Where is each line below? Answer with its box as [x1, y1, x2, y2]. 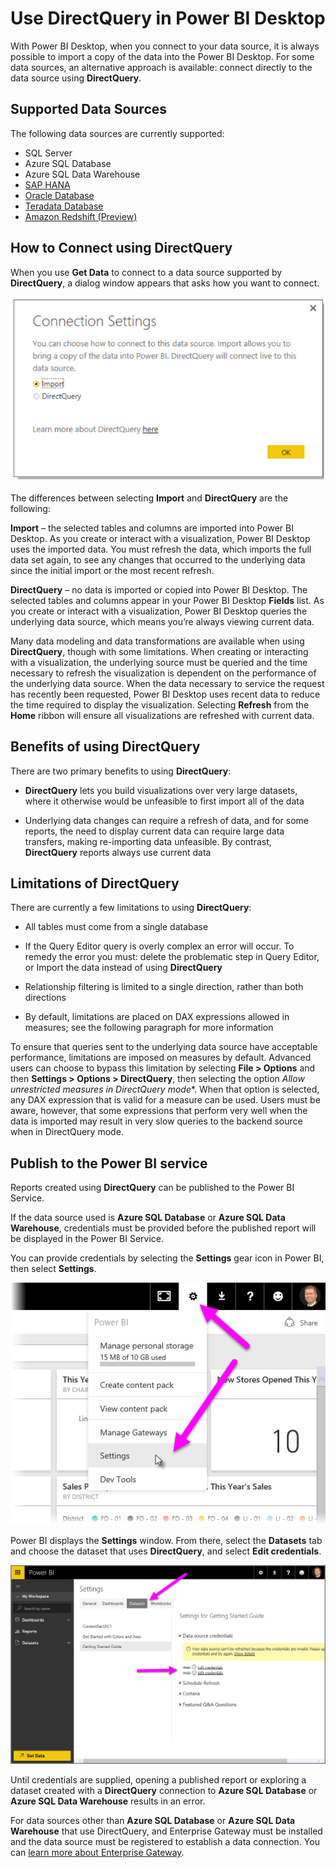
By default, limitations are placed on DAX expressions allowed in [24, 1011, 290, 1023]
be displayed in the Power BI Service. [10, 1233, 164, 1245]
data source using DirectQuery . [10, 72, 142, 84]
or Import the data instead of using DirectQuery [24, 962, 223, 974]
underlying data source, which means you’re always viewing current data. [10, 615, 315, 627]
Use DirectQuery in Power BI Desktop [10, 7, 326, 30]
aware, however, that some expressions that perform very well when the [10, 1105, 308, 1117]
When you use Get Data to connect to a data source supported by [10, 266, 283, 278]
